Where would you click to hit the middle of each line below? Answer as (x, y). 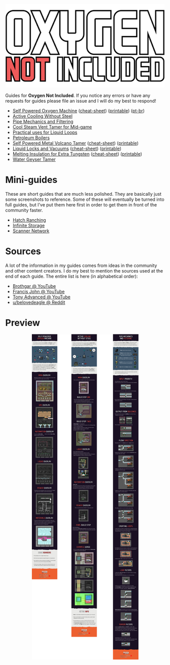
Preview (23, 323)
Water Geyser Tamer (34, 160)
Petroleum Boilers (31, 138)
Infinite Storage (29, 226)
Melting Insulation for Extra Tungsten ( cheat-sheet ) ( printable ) (77, 154)
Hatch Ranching (29, 220)
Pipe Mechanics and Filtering (43, 122)
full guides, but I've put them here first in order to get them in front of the (81, 205)
